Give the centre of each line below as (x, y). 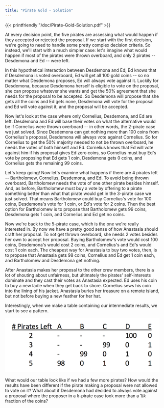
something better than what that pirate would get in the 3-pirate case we (78, 193)
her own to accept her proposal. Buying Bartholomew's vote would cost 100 (82, 239)
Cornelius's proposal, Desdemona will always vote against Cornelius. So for (81, 137)
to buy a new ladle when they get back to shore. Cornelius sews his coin (78, 285)
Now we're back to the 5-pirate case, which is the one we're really (72, 224)
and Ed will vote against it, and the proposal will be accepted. (67, 107)
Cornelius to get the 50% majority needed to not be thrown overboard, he (79, 142)
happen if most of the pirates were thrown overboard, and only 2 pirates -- (80, 55)
